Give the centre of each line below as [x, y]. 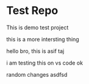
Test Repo [32, 11]
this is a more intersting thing [43, 39]
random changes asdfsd [37, 74]
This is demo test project [37, 27]
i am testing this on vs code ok [45, 63]
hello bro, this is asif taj [35, 51]
